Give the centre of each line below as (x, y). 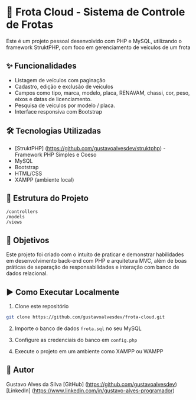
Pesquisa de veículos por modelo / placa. (65, 105)
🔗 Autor (20, 370)
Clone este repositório (42, 306)
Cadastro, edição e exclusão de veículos (64, 86)
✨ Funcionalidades (41, 66)
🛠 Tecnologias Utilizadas (54, 131)
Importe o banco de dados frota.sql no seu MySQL (78, 328)
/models (16, 217)
